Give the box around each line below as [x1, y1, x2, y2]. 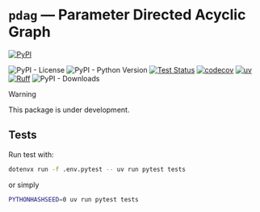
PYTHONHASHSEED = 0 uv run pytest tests [8, 195, 139, 203]
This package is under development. [8, 105, 130, 114]
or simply [8, 180, 40, 189]
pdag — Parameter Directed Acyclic [8, 6, 246, 24]
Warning [8, 89, 36, 98]
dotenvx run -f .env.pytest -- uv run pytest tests [8, 165, 186, 173]
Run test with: [8, 149, 54, 159]
